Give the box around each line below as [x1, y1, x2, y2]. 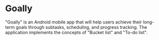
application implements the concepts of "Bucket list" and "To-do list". [5, 29, 148, 35]
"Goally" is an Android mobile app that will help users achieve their [5, 19, 142, 25]
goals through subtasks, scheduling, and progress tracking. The [15, 24, 148, 30]
